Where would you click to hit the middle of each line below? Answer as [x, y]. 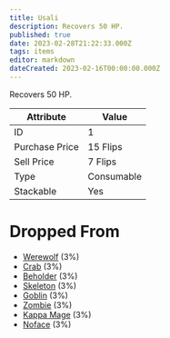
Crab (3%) [42, 266]
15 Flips [105, 146]
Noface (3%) [47, 324]
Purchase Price [46, 146]
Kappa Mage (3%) [57, 314]
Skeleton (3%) [50, 285]
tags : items [32, 52]
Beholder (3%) [50, 276]
